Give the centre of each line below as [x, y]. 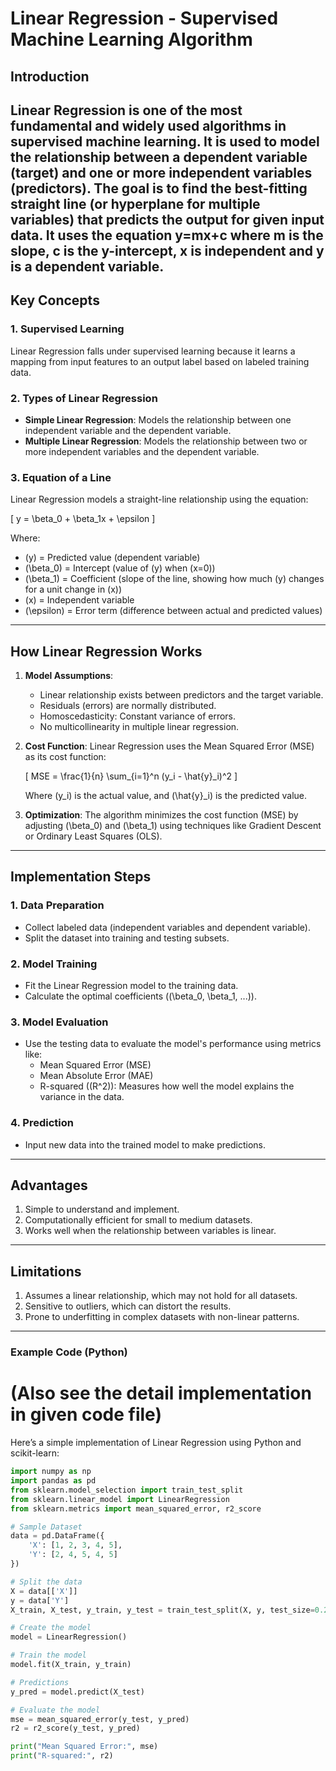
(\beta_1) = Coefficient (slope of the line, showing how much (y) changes [174, 579]
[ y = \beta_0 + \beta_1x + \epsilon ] [83, 519]
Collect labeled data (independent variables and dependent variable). [167, 927]
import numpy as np [51, 1472]
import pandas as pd [53, 1481]
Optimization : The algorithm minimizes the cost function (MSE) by [161, 815]
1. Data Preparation [57, 905]
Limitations [46, 1271]
